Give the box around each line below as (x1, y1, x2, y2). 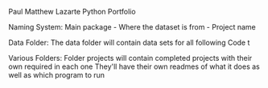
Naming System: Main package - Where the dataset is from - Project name (8, 22, 256, 31)
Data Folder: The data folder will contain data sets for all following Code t (8, 38, 250, 47)
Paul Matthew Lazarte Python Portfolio (8, 7, 136, 16)
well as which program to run (8, 70, 105, 79)
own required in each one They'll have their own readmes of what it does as (8, 62, 260, 71)
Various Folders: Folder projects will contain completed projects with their (8, 54, 253, 62)
